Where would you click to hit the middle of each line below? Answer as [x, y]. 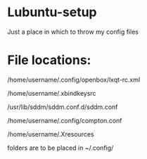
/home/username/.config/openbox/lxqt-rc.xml [74, 79]
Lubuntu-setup [52, 12]
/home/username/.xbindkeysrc [52, 93]
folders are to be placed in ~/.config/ [60, 148]
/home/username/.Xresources [51, 134]
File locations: [49, 60]
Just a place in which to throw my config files [73, 32]
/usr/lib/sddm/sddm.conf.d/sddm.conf [63, 107]
